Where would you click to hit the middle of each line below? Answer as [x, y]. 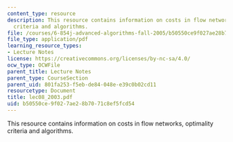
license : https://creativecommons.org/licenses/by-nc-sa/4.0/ [99, 59]
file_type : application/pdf [48, 39]
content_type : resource [42, 14]
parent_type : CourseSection [48, 78]
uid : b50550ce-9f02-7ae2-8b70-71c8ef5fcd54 [71, 104]
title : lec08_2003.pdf [40, 98]
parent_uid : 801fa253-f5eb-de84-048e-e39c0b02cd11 [82, 85]
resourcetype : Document [42, 91]
